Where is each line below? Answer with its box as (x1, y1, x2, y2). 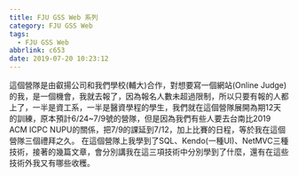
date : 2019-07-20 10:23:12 (9, 54, 109, 63)
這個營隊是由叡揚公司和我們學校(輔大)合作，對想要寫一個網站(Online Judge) (9, 80, 287, 90)
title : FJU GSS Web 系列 (9, 12, 98, 22)
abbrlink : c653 (9, 46, 66, 55)
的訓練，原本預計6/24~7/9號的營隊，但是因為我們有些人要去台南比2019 (9, 113, 271, 124)
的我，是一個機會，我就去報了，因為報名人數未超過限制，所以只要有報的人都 (9, 91, 289, 101)
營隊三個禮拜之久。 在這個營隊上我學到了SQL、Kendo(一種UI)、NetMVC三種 (9, 135, 289, 146)
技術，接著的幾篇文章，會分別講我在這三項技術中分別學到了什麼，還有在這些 (9, 147, 289, 156)
